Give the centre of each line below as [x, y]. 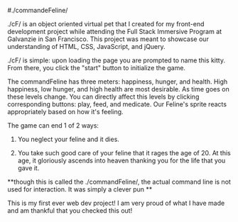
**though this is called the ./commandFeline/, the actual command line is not [119, 182]
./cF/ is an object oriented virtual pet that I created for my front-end [106, 24]
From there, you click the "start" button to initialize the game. [97, 68]
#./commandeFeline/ [38, 10]
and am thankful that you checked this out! [70, 211]
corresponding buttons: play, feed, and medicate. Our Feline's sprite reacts [117, 104]
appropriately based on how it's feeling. [65, 112]
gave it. [28, 168]
